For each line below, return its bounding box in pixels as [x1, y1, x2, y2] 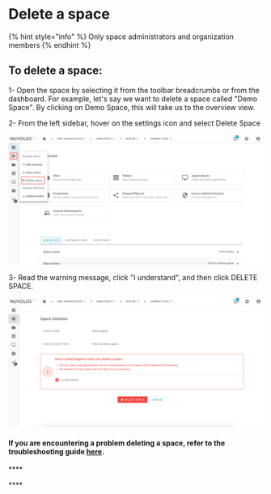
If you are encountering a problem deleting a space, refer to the [8, 438, 226, 448]
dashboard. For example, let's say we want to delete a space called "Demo [8, 94, 257, 104]
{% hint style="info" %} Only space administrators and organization [8, 32, 235, 41]
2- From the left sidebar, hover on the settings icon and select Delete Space [8, 118, 261, 128]
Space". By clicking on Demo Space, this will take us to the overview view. [8, 102, 256, 112]
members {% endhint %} [8, 40, 91, 49]
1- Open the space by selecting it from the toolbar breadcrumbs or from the [8, 85, 260, 95]
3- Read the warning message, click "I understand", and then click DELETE [8, 273, 258, 283]
